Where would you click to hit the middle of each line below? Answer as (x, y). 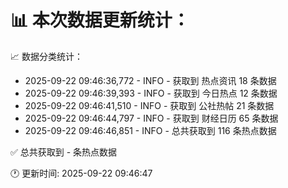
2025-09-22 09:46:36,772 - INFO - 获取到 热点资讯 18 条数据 (150, 80)
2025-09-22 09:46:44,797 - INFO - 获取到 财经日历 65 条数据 (151, 118)
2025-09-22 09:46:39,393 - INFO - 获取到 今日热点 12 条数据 (151, 93)
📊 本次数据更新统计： (100, 20)
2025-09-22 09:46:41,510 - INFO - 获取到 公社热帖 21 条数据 (149, 105)
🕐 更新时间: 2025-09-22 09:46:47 (81, 173)
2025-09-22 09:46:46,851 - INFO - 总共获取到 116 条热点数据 (150, 130)
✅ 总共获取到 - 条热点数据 (64, 152)
